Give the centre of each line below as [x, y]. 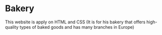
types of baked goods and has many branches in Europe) [77, 27]
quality [12, 27]
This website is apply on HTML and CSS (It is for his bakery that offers [75, 22]
